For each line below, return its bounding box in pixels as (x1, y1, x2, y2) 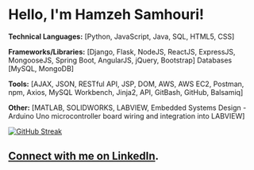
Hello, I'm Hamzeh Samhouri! (8, 6, 205, 24)
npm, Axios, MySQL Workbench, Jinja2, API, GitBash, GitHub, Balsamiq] (8, 87, 244, 96)
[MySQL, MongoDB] (8, 63, 74, 73)
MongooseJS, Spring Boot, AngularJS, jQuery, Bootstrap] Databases (8, 55, 233, 65)
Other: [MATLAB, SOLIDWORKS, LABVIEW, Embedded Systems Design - (8, 103, 247, 112)
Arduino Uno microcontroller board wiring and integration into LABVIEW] (8, 111, 245, 120)
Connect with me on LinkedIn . (8, 149, 160, 163)
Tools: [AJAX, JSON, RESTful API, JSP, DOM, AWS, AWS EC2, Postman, (8, 79, 244, 89)
